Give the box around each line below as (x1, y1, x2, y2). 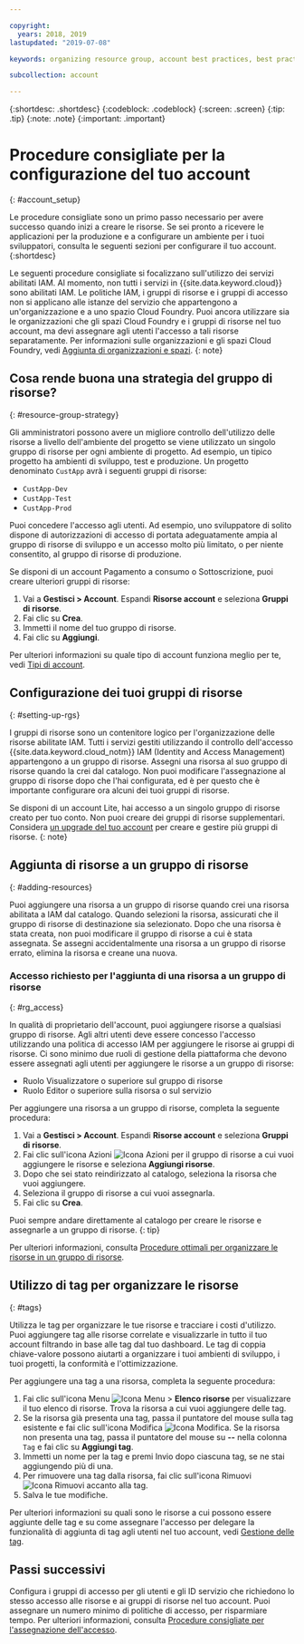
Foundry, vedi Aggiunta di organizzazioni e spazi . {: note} (9, 345, 223, 356)
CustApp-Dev (22, 484, 68, 494)
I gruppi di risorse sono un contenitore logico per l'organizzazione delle (9, 727, 276, 738)
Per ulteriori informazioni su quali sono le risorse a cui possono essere (9, 1506, 271, 1518)
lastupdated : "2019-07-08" (9, 38, 111, 47)
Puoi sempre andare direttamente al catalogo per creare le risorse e (9, 1214, 262, 1225)
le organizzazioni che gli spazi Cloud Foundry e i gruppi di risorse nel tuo (9, 316, 281, 327)
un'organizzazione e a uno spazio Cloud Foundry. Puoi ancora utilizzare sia (9, 306, 290, 317)
